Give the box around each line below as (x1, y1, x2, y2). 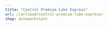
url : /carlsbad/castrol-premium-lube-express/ (5, 12, 104, 17)
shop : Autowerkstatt (5, 16, 48, 21)
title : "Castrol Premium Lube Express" (5, 7, 88, 12)
